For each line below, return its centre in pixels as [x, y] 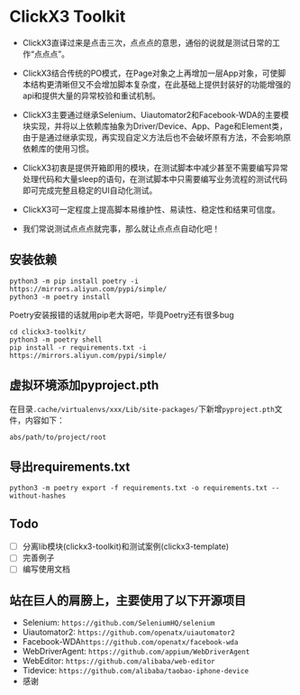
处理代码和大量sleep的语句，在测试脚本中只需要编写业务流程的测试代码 [155, 178]
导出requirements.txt [70, 466]
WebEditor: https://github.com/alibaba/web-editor [118, 661]
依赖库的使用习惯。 [58, 148]
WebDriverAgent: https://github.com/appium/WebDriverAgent [136, 652]
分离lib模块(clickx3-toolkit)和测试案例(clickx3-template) [126, 546]
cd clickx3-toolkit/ [48, 332]
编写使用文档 [46, 569]
